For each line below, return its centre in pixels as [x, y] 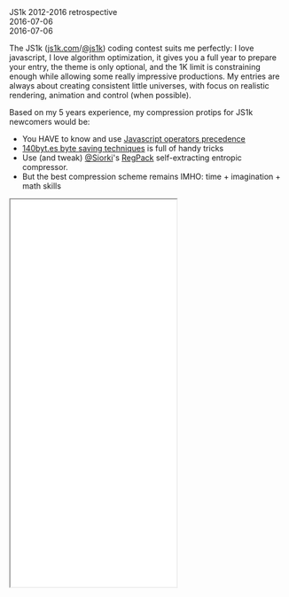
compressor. [45, 167]
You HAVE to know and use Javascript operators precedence [134, 139]
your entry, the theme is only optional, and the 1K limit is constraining [135, 67]
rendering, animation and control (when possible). [101, 95]
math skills [42, 186]
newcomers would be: [50, 122]
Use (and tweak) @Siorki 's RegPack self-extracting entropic [132, 158]
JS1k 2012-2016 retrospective [63, 12]
